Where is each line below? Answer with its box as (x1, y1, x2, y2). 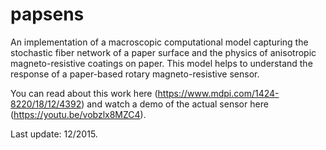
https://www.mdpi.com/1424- (157, 87, 280, 99)
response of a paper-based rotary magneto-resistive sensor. (10, 68, 260, 80)
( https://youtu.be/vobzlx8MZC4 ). (10, 108, 147, 120)
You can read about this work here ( (10, 87, 158, 99)
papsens (10, 3, 85, 26)
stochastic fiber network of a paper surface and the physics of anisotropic (10, 46, 317, 58)
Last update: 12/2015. (10, 128, 98, 140)
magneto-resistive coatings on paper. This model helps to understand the (10, 57, 313, 69)
